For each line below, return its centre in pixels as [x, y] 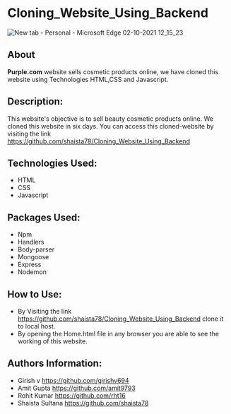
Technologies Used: [52, 163]
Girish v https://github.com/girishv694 [73, 380]
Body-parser [36, 249]
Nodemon [32, 272]
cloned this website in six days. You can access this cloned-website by [111, 126]
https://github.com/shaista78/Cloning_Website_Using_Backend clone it [120, 319]
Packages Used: [44, 217]
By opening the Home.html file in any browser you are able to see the [118, 334]
